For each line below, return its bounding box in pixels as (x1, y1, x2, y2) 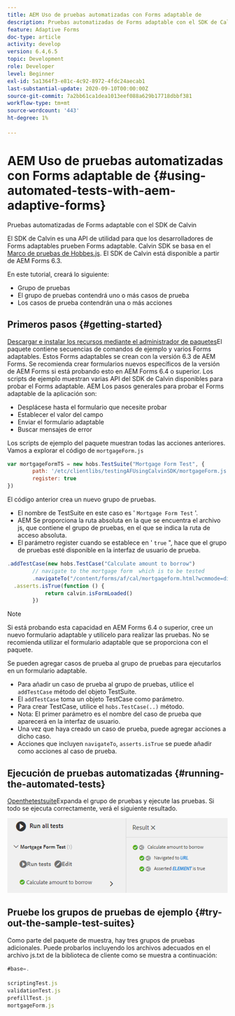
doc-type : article (7, 34, 61, 41)
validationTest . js (7, 987, 61, 994)
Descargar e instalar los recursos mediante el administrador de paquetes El (7, 337, 222, 345)
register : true (32, 475, 77, 482)
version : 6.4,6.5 (7, 48, 58, 55)
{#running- (174, 767, 225, 779)
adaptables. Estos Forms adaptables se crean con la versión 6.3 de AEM (7, 352, 215, 360)
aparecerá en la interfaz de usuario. (17, 717, 121, 726)
